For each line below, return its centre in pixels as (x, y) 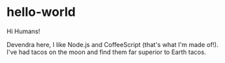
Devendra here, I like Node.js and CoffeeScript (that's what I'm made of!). (112, 44)
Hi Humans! (23, 31)
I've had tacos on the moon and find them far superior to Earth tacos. (107, 52)
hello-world (41, 12)
